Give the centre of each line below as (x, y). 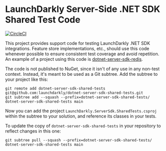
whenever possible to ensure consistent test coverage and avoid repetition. (82, 54)
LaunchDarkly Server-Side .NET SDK (83, 9)
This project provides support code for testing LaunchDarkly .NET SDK (78, 43)
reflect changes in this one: (33, 131)
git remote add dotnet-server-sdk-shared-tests (55, 88)
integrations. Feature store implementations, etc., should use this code (77, 48)
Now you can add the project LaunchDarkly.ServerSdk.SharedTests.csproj (81, 111)
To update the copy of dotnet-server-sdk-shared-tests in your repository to (83, 126)
